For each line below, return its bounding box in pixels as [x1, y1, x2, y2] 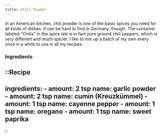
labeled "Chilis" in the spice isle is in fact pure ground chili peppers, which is [5, 31, 158, 36]
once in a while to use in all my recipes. [5, 41, 84, 47]
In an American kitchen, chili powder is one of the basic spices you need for [5, 20, 156, 26]
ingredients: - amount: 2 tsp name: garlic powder [5, 85, 156, 93]
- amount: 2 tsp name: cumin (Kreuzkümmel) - [5, 92, 148, 101]
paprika [5, 115, 29, 123]
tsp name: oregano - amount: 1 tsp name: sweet [5, 107, 151, 116]
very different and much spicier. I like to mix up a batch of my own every [5, 36, 149, 42]
